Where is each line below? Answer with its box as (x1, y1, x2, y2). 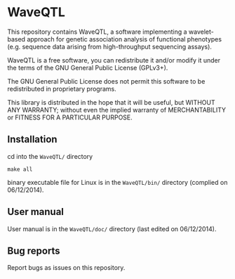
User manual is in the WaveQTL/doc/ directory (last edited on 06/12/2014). (7, 224, 217, 233)
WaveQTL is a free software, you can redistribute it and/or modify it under (7, 56, 221, 64)
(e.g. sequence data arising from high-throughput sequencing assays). (7, 42, 213, 51)
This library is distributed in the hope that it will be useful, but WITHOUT (7, 98, 215, 106)
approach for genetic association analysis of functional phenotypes (27, 34, 222, 43)
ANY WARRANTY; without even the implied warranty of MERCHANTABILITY (7, 105, 227, 114)
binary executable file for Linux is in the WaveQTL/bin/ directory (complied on (7, 178, 228, 186)
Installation (7, 134, 58, 145)
